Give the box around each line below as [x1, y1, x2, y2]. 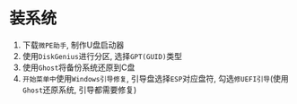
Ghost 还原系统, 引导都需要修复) [22, 84, 137, 95]
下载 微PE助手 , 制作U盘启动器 [22, 39, 125, 50]
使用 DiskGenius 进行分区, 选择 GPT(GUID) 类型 [22, 50, 182, 61]
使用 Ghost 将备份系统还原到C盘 [22, 62, 135, 73]
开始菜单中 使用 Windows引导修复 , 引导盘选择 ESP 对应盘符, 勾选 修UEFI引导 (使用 [22, 73, 289, 83]
